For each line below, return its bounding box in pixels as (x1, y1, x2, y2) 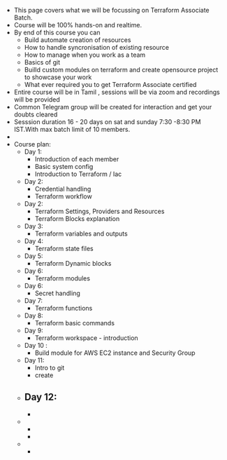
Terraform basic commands (34, 319, 115, 327)
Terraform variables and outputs (34, 229, 128, 238)
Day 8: (24, 311, 43, 320)
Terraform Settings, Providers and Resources (34, 207, 165, 215)
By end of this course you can (13, 28, 101, 36)
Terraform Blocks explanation (34, 215, 120, 223)
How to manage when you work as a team (24, 50, 146, 59)
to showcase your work (24, 73, 92, 81)
